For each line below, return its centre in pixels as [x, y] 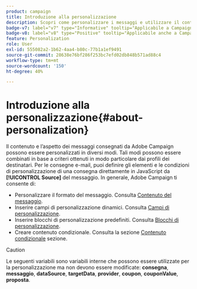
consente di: [21, 184]
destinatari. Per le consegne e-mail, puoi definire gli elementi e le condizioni [98, 165]
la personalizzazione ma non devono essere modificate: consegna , [87, 267]
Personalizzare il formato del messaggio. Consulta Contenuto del [93, 195]
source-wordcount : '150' [36, 66]
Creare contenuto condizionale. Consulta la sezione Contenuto [90, 232]
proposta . [18, 280]
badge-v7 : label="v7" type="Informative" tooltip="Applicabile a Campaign [99, 28]
